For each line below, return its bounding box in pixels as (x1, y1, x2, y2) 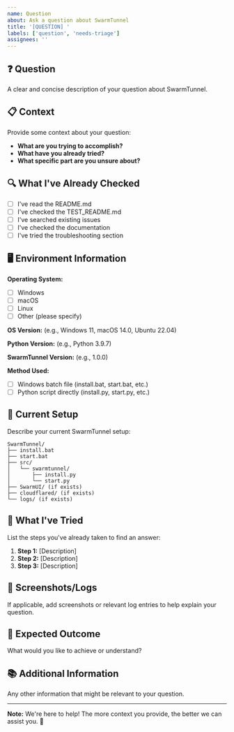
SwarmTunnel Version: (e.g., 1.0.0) (7, 353, 109, 361)
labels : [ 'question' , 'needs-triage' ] (7, 29, 120, 37)
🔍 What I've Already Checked (7, 177, 140, 189)
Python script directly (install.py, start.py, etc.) (17, 388, 150, 396)
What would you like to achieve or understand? (7, 647, 142, 655)
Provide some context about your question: (7, 128, 131, 136)
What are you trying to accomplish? (17, 141, 123, 150)
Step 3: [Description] (17, 562, 78, 570)
